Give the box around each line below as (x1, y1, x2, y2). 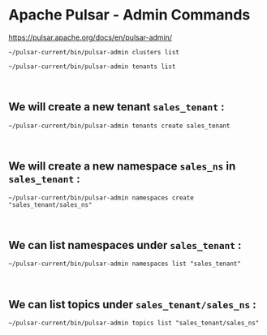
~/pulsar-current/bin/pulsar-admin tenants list (8, 62, 176, 71)
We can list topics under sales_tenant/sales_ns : (8, 298, 257, 311)
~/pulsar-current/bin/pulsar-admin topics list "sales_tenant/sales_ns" (8, 319, 260, 328)
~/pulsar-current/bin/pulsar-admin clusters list (8, 48, 180, 56)
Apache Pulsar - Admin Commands (8, 6, 251, 24)
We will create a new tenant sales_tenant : (8, 100, 225, 114)
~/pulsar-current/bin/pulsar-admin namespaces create (8, 193, 195, 202)
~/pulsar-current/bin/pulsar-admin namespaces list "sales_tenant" (8, 260, 242, 268)
